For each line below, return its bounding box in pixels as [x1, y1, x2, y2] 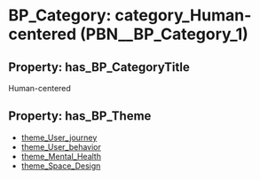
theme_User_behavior [20, 141, 101, 152]
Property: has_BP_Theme [8, 108, 152, 124]
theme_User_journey [20, 132, 98, 143]
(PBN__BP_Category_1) [79, 24, 249, 44]
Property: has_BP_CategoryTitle [8, 59, 190, 74]
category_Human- [114, 5, 252, 26]
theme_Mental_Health [20, 151, 101, 161]
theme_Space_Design [20, 160, 101, 171]
